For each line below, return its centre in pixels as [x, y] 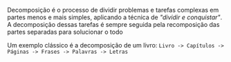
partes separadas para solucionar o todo [65, 32]
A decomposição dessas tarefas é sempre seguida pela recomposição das [113, 24]
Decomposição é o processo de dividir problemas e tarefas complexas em [113, 10]
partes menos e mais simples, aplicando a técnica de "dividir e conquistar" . [115, 17]
